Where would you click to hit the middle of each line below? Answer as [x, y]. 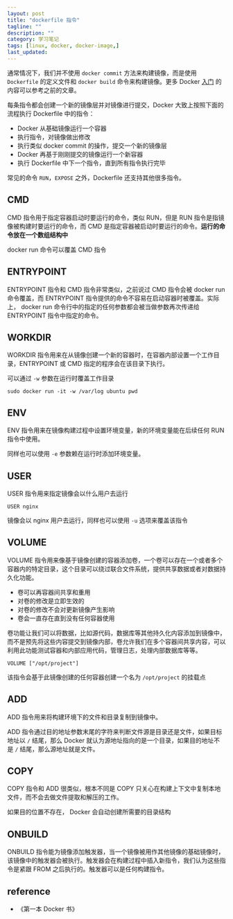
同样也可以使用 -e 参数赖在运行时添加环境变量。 [76, 454]
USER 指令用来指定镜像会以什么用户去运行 [68, 493]
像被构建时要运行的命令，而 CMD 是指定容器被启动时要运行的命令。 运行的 [113, 226]
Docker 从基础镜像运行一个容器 [62, 128]
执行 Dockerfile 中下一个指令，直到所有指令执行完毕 [92, 163]
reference [29, 891]
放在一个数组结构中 [40, 235]
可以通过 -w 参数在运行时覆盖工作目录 [61, 378]
